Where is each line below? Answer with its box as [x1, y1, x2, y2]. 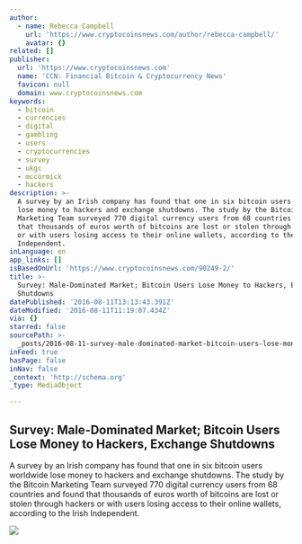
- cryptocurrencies [17, 147, 91, 156]
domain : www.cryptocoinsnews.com [17, 88, 143, 97]
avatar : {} [25, 38, 67, 48]
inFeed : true [9, 347, 58, 356]
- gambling [17, 130, 58, 139]
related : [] [9, 47, 54, 56]
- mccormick [17, 172, 63, 181]
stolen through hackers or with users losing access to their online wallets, [9, 498, 281, 509]
